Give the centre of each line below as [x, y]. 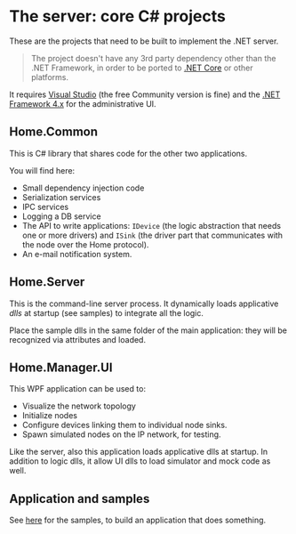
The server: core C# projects [118, 16]
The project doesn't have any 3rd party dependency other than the [153, 58]
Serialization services [61, 197]
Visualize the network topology [79, 406]
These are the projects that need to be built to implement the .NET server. [144, 41]
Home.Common [54, 132]
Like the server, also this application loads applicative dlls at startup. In [139, 452]
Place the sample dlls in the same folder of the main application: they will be [148, 330]
